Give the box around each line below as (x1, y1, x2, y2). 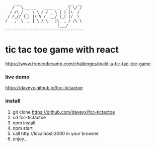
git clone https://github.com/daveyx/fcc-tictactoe (12, 109, 115, 115)
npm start (12, 125, 33, 131)
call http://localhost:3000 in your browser (12, 130, 99, 136)
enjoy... (12, 135, 28, 142)
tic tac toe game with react (5, 44, 119, 56)
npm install (12, 120, 36, 126)
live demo (5, 73, 30, 80)
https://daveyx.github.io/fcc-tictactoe (5, 85, 83, 91)
